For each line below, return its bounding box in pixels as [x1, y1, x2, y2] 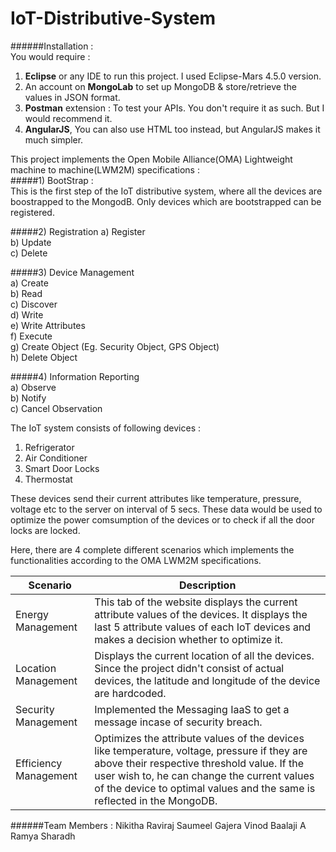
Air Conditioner [24, 452, 88, 464]
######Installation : [10, 40, 94, 52]
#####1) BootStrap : [10, 174, 94, 186]
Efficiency [15, 756, 63, 770]
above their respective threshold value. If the [94, 756, 305, 770]
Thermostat [24, 473, 73, 485]
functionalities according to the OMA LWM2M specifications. [10, 554, 262, 566]
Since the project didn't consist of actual [94, 661, 285, 675]
